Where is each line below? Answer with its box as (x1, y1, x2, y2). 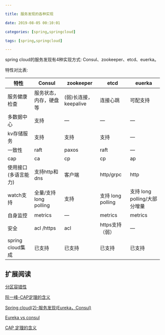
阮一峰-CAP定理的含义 (5, 294, 51, 301)
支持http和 (34, 168, 58, 175)
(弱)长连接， (64, 94, 93, 101)
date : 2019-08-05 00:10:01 (5, 20, 60, 25)
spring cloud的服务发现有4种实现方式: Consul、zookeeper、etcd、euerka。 (5, 57, 159, 63)
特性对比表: (5, 67, 28, 73)
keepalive (64, 100, 87, 107)
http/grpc (100, 171, 122, 178)
